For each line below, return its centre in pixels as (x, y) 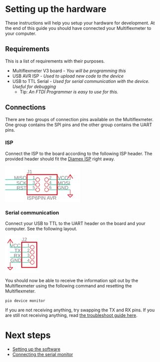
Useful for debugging (34, 86)
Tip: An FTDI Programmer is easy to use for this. (69, 92)
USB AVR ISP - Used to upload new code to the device (68, 76)
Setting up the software (36, 349)
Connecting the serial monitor (43, 355)
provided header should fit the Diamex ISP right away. (60, 159)
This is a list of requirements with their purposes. (55, 61)
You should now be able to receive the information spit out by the (72, 281)
